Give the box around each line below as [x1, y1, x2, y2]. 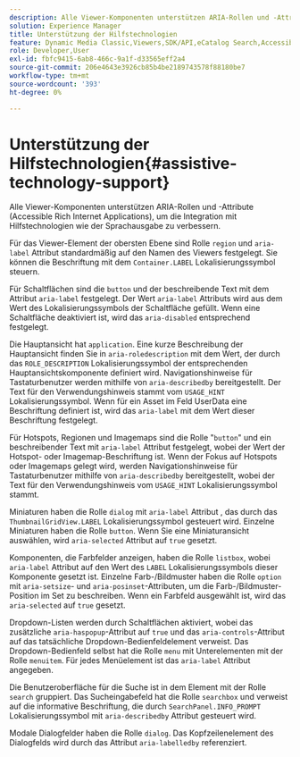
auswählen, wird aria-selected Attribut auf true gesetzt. [9, 535, 218, 546]
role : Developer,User [9, 46, 90, 55]
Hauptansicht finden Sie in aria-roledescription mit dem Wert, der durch [9, 349, 280, 359]
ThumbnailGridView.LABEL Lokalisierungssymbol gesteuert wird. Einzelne [9, 516, 275, 527]
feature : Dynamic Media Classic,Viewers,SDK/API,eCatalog [9, 38, 229, 47]
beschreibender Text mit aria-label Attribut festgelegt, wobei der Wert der [9, 442, 286, 452]
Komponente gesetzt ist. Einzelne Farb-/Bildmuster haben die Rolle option [9, 571, 282, 582]
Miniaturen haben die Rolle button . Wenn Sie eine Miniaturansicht [9, 526, 250, 536]
